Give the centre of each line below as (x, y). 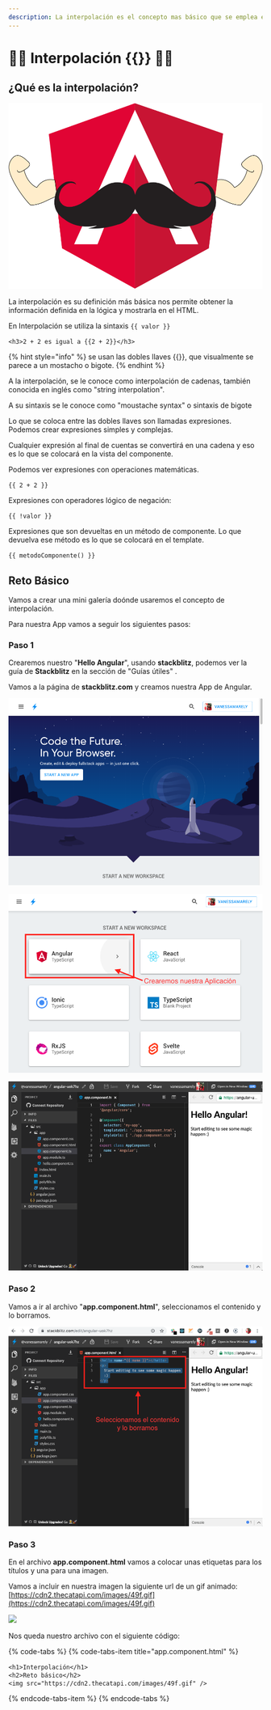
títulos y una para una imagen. (58, 1571)
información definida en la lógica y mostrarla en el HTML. (104, 311)
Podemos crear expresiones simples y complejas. (91, 430)
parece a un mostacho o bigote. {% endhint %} (87, 366)
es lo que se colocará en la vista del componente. (91, 454)
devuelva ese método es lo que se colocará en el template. (106, 540)
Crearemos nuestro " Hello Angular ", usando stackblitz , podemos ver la (128, 662)
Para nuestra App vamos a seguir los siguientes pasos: (100, 624)
